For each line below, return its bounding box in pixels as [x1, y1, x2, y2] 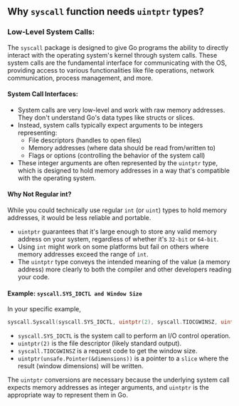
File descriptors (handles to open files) [28, 135, 142, 145]
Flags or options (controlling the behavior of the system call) [28, 151, 206, 160]
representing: [17, 128, 58, 137]
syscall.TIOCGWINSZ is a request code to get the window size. [17, 347, 198, 355]
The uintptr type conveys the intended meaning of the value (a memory [17, 258, 230, 266]
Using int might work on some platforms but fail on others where [17, 242, 209, 251]
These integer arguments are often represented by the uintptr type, [17, 158, 218, 167]
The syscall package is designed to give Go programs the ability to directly [7, 43, 229, 52]
